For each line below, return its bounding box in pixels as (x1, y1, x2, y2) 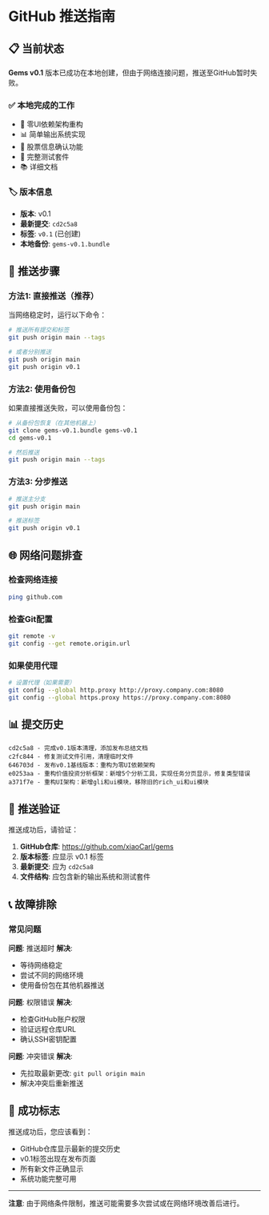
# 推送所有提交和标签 (8, 326, 70, 335)
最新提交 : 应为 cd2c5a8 (19, 862, 94, 872)
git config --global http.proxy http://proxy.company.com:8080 (8, 686, 224, 694)
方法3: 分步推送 (8, 476, 68, 487)
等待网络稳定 (19, 960, 62, 969)
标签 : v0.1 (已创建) (19, 229, 82, 239)
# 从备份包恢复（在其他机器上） (8, 419, 99, 427)
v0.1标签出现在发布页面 (19, 1153, 96, 1163)
